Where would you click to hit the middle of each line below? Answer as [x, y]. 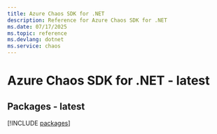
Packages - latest [46, 106]
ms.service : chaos [34, 46]
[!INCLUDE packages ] [39, 123]
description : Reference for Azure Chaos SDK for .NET [87, 20]
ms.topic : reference [37, 33]
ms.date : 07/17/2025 [37, 27]
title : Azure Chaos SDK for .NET [56, 14]
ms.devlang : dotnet [36, 40]
